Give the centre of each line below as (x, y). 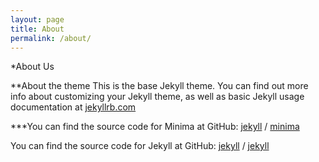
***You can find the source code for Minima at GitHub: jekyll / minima (155, 127)
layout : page (37, 19)
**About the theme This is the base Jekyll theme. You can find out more (159, 86)
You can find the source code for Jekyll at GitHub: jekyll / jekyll (140, 146)
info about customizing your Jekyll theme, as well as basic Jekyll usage (157, 97)
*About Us (32, 67)
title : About (37, 29)
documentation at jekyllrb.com (73, 107)
